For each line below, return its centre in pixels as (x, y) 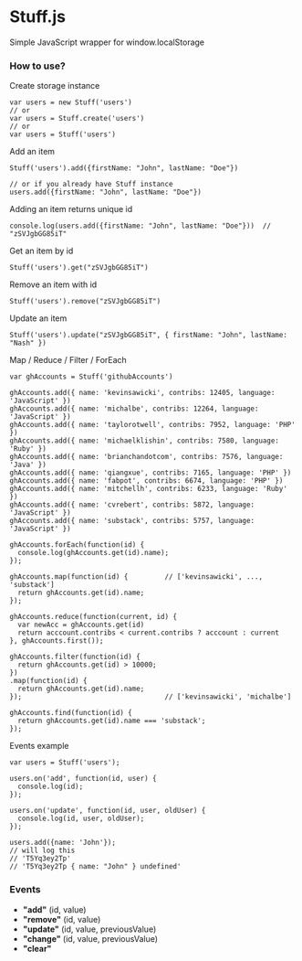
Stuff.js (38, 17)
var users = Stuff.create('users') (77, 119)
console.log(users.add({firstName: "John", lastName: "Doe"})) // (141, 226)
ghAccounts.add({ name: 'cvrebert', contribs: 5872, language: (132, 505)
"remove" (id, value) (62, 919)
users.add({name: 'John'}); (63, 843)
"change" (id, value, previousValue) (90, 938)
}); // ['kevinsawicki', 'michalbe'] (151, 697)
